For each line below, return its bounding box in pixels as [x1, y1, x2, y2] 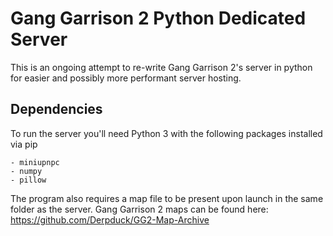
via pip [10, 138, 38, 150]
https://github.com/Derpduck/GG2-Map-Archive [10, 213, 210, 226]
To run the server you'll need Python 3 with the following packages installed [10, 127, 323, 139]
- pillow [10, 175, 47, 185]
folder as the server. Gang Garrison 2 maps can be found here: [10, 203, 269, 215]
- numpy [10, 166, 43, 176]
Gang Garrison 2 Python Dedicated [10, 7, 307, 30]
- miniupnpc [10, 157, 60, 167]
